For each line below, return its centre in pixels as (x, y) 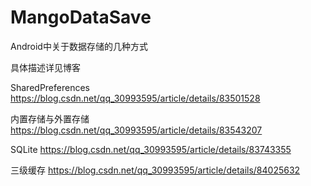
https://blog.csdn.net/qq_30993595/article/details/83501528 (135, 98)
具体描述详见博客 (45, 67)
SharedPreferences (50, 87)
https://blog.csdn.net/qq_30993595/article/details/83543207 (136, 130)
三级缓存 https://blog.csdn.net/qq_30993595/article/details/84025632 (155, 170)
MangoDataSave (81, 17)
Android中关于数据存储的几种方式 (79, 46)
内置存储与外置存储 (50, 118)
